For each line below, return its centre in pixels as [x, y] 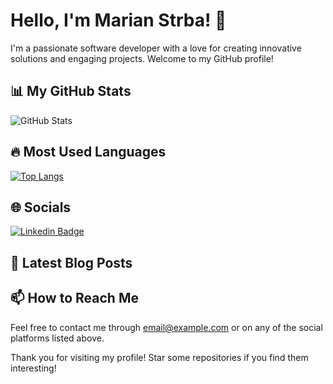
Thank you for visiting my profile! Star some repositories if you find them [159, 357]
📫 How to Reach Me [74, 298]
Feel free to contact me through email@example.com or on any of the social [166, 327]
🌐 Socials [41, 207]
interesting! [33, 368]
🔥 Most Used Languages [88, 152]
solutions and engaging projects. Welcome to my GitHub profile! [142, 58]
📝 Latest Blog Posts [71, 262]
